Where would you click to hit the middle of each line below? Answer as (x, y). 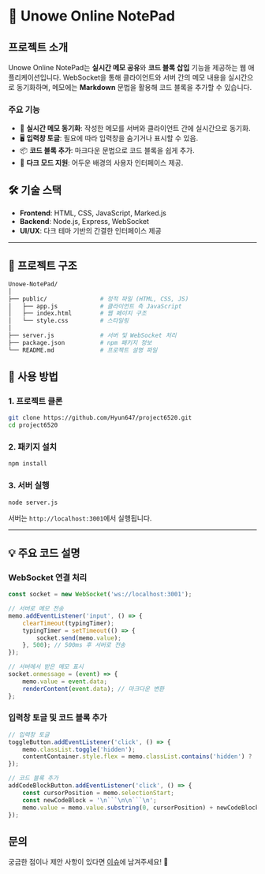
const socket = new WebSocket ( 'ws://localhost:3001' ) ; (100, 595)
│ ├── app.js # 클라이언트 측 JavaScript (95, 306)
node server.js (33, 502)
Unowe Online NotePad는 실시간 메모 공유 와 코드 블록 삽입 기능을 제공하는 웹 (127, 67)
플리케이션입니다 (34, 77)
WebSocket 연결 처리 (48, 577)
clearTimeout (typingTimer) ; (68, 623)
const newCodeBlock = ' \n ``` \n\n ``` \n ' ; (90, 800)
